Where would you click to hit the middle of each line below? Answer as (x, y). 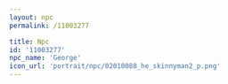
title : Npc (29, 42)
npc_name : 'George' (45, 58)
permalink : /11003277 (49, 26)
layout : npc (31, 17)
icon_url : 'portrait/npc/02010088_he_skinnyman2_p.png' (115, 66)
